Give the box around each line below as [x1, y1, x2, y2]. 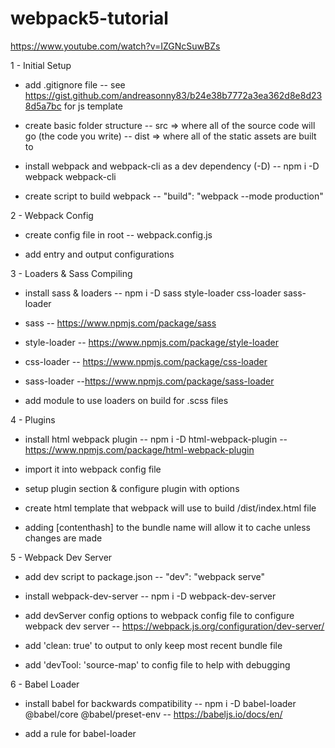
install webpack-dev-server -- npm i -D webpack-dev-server [24, 590, 277, 602]
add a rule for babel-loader [24, 727, 137, 739]
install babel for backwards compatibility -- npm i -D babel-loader [24, 697, 297, 709]
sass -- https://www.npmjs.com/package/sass [24, 317, 217, 329]
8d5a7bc [24, 100, 62, 112]
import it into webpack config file [24, 463, 162, 475]
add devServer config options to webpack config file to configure [24, 609, 295, 621]
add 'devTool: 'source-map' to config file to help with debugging [24, 658, 291, 671]
